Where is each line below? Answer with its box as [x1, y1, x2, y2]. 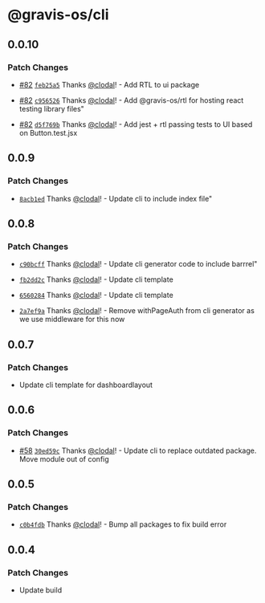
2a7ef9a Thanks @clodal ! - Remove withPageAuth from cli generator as [18, 306, 255, 316]
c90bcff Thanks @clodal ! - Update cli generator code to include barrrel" [18, 259, 258, 269]
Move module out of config [18, 454, 109, 463]
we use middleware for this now [18, 315, 125, 324]
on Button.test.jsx [18, 128, 78, 137]
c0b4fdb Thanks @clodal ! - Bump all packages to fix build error [18, 519, 227, 529]
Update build [18, 585, 62, 595]
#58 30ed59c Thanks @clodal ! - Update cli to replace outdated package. [18, 446, 257, 455]
